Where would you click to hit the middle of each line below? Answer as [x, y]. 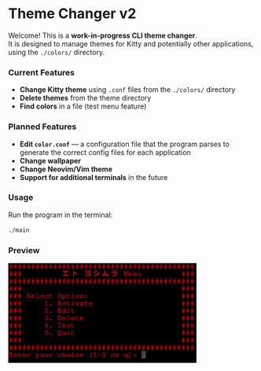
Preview [24, 250]
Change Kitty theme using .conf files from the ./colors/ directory [127, 90]
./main [19, 230]
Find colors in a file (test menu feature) [83, 106]
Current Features [42, 72]
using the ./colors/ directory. [56, 52]
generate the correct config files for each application [105, 152]
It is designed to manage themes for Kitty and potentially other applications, [131, 43]
